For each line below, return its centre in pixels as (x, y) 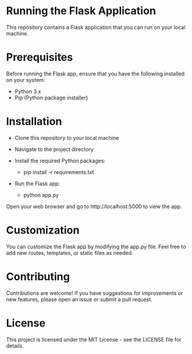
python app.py (41, 195)
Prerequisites (40, 58)
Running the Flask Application (81, 11)
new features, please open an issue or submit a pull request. (80, 299)
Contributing (38, 276)
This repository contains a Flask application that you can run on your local (96, 27)
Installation (34, 122)
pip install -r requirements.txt (59, 172)
